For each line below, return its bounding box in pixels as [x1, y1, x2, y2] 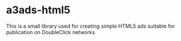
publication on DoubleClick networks [6, 28, 95, 35]
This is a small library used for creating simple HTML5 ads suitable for [6, 23, 175, 29]
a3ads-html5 [6, 3, 71, 17]
